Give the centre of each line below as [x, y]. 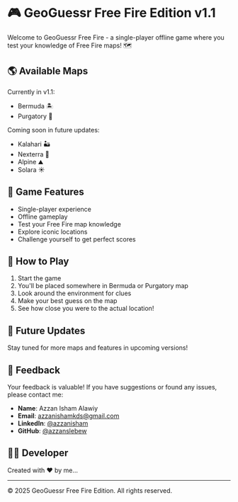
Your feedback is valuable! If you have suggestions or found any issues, [112, 387]
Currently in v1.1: [31, 91]
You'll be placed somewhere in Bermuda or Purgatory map [103, 286]
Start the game [39, 278]
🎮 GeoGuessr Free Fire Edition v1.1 [112, 13]
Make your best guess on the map [67, 301]
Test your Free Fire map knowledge [69, 224]
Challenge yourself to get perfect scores [76, 239]
